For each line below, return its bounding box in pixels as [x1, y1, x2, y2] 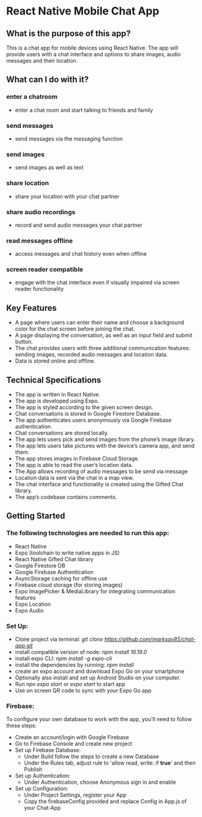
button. [14, 338, 33, 345]
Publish [23, 766, 43, 773]
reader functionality [14, 285, 64, 293]
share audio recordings [6, 208, 76, 216]
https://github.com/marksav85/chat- [104, 635, 196, 643]
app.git [14, 642, 33, 649]
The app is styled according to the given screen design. [14, 404, 153, 411]
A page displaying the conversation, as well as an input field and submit [14, 332, 193, 339]
